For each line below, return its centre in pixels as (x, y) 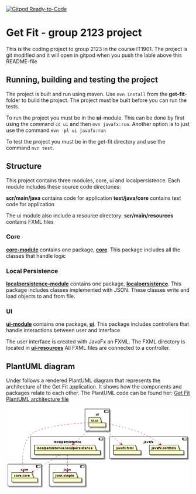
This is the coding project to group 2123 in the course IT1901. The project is (97, 49)
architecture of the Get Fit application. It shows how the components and (94, 387)
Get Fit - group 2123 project (74, 33)
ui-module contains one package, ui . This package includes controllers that (98, 324)
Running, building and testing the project (82, 80)
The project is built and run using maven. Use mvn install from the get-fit (96, 94)
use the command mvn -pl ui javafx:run (56, 130)
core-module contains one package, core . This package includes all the (93, 250)
